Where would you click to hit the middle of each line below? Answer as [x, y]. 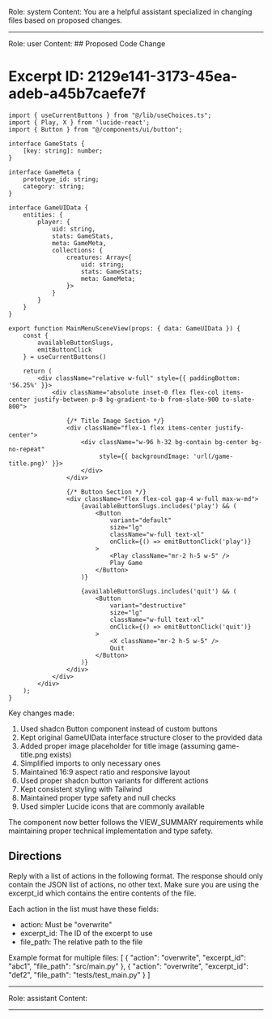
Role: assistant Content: [48, 998]
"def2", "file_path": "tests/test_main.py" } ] [79, 974]
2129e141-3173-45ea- [163, 77]
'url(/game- [213, 456]
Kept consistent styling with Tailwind [81, 789]
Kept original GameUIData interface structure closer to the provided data [141, 737]
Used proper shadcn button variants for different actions [114, 780]
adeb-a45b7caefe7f [77, 94]
